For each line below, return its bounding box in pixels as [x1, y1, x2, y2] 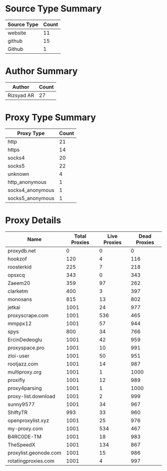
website [7, 29, 26, 36]
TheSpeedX [7, 441, 36, 448]
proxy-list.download [7, 392, 56, 399]
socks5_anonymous [7, 194, 55, 201]
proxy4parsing [7, 384, 42, 391]
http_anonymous [7, 179, 47, 186]
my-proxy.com [7, 425, 43, 432]
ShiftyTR [7, 409, 28, 416]
